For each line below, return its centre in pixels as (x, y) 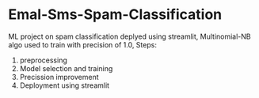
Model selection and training (66, 68)
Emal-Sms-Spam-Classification (115, 15)
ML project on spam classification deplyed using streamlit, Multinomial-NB (129, 36)
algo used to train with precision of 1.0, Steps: (82, 44)
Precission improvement (59, 77)
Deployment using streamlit (64, 85)
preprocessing (43, 60)
